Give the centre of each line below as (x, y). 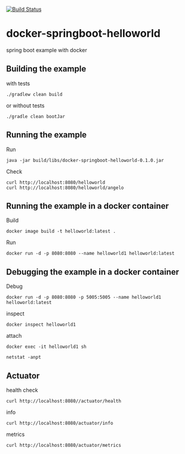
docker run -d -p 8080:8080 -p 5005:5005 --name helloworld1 (84, 297)
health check (22, 390)
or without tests (25, 106)
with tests (18, 83)
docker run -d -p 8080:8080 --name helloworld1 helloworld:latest (90, 254)
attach (14, 336)
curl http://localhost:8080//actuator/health (64, 401)
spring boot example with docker (47, 50)
